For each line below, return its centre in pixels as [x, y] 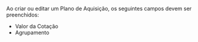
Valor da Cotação [37, 26]
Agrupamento [32, 33]
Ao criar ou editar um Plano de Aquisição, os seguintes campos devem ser [99, 9]
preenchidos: [23, 15]
